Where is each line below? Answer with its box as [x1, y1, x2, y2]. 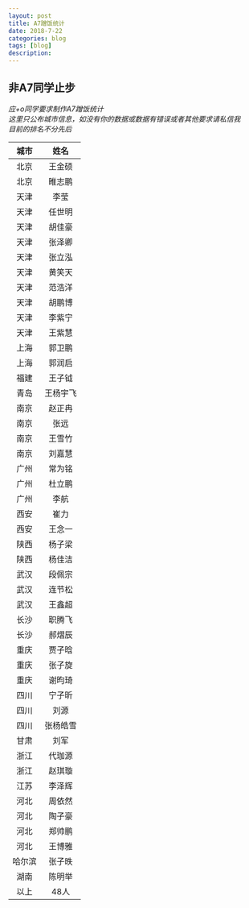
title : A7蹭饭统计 [8, 19, 66, 27]
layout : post [8, 11, 52, 20]
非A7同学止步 [8, 81, 76, 95]
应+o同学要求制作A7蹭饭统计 [8, 104, 104, 114]
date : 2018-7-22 [8, 27, 63, 35]
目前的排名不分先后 [8, 124, 72, 134]
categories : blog [8, 34, 67, 43]
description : [8, 49, 52, 57]
